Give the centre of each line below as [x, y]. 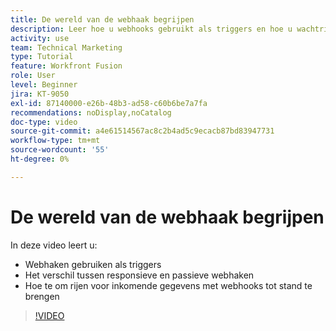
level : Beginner [44, 85]
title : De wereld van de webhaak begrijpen [102, 19]
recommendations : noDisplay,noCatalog [91, 112]
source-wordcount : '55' [60, 150]
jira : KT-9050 [40, 94]
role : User [33, 76]
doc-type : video [44, 122]
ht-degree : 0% [40, 159]
